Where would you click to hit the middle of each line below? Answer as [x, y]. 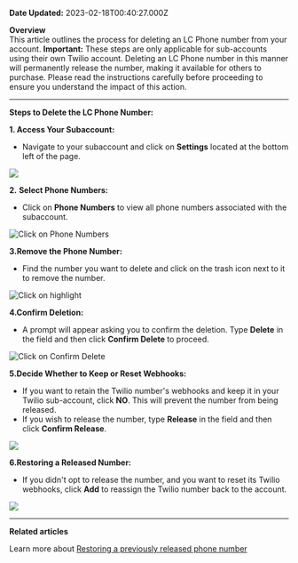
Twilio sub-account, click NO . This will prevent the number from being [150, 400]
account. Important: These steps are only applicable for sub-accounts [138, 49]
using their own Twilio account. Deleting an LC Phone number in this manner [149, 58]
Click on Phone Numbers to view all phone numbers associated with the [154, 207]
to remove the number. [63, 278]
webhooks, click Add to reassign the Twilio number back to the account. [154, 489]
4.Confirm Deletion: [47, 312]
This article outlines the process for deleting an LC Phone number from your [148, 40]
